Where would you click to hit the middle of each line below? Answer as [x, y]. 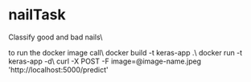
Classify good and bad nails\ [56, 37]
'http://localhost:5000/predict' [58, 69]
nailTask [37, 15]
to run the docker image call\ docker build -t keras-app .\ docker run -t [125, 52]
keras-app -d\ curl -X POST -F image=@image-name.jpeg [105, 61]
